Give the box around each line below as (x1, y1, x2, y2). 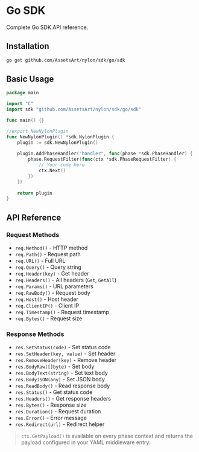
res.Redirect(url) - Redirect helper (14, 421, 105, 428)
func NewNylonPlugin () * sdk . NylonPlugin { (6, 134, 115, 140)
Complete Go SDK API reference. (6, 24, 89, 31)
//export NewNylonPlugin (6, 128, 69, 134)
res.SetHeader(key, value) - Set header (14, 350, 116, 357)
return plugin (17, 190, 52, 196)
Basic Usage (6, 74, 54, 85)
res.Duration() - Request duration (14, 408, 101, 415)
